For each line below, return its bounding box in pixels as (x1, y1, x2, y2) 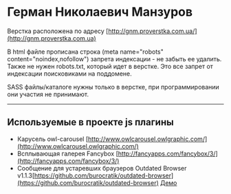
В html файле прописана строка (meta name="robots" (7, 47, 164, 56)
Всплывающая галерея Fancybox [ (16, 149, 119, 158)
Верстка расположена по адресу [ (7, 27, 109, 35)
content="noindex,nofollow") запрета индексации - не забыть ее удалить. (7, 54, 222, 63)
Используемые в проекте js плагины (7, 116, 174, 128)
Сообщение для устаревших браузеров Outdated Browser (16, 164, 187, 172)
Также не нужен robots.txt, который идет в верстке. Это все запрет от (7, 62, 213, 70)
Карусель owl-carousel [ (16, 135, 89, 143)
